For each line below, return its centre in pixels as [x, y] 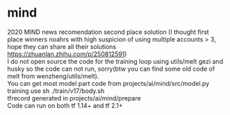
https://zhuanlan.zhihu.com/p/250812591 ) [67, 54]
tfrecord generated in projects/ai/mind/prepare [74, 98]
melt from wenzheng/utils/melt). [53, 76]
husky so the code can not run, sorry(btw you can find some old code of [111, 69]
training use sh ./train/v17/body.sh [56, 91]
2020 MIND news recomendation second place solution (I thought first [108, 32]
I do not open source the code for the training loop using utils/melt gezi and [115, 61]
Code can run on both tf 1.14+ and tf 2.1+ [65, 105]
